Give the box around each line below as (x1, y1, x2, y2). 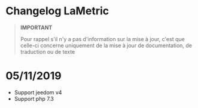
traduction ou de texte (20, 48, 75, 55)
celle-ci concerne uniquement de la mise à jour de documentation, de (20, 42, 193, 49)
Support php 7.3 (14, 95, 54, 102)
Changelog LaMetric (5, 4, 109, 18)
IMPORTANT (20, 24, 53, 31)
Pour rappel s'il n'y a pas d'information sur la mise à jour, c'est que (20, 35, 185, 42)
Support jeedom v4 (14, 88, 62, 96)
